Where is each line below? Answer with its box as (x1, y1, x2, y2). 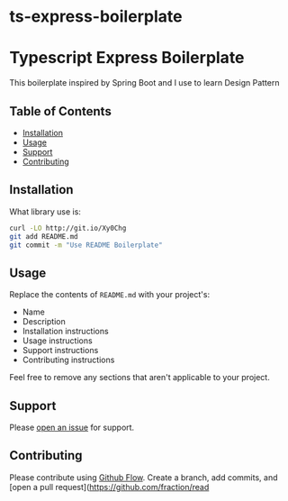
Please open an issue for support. (9, 422, 135, 433)
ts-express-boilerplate (9, 6, 183, 27)
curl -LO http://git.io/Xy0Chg (9, 223, 127, 232)
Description (22, 316, 66, 327)
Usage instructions (22, 335, 93, 346)
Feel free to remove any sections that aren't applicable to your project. (9, 372, 270, 383)
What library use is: (9, 205, 81, 217)
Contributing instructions (22, 354, 115, 366)
